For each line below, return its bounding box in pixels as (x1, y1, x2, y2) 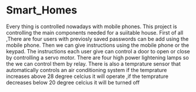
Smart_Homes (6, 4, 78, 17)
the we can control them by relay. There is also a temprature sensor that (6, 60, 181, 67)
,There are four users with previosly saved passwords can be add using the (6, 35, 189, 42)
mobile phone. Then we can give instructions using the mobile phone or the (6, 42, 190, 49)
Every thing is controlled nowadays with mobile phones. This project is (6, 23, 178, 30)
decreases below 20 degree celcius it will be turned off (6, 79, 140, 86)
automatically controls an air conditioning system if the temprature (6, 66, 167, 73)
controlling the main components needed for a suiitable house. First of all (6, 29, 184, 36)
